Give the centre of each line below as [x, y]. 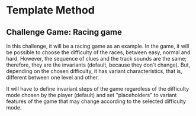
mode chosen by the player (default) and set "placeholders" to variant [91, 95]
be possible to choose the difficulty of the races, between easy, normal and [98, 52]
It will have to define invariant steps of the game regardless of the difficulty [98, 89]
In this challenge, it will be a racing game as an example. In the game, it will [98, 46]
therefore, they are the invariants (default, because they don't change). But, [98, 65]
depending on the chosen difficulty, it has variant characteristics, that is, [94, 71]
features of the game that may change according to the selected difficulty [96, 101]
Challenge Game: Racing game [64, 32]
